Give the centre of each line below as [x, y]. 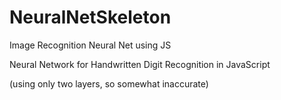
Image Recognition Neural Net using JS [90, 45]
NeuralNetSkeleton [90, 17]
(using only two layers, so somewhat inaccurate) [109, 83]
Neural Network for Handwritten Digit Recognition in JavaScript [140, 64]
